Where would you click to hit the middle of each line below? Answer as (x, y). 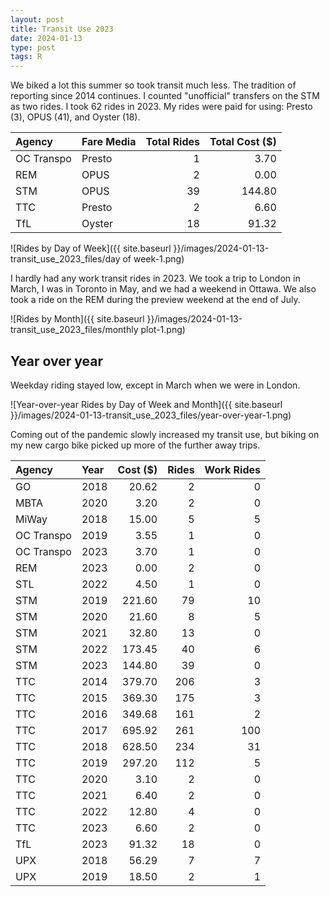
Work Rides (232, 469)
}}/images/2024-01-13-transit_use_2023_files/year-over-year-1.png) (151, 415)
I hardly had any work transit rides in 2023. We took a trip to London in (155, 278)
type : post (33, 47)
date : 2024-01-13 (46, 38)
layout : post (37, 19)
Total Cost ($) (243, 142)
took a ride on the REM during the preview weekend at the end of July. (155, 300)
